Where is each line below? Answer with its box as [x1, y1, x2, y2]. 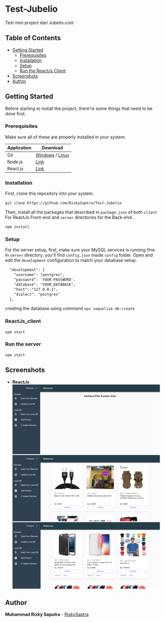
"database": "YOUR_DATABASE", [14, 282, 76, 287]
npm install [5, 224, 29, 229]
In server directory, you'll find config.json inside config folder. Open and [5, 252, 153, 258]
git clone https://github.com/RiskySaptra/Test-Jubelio [5, 200, 122, 206]
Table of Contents [5, 34, 61, 42]
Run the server [5, 341, 41, 348]
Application [7, 145, 32, 151]
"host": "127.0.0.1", [14, 287, 58, 292]
